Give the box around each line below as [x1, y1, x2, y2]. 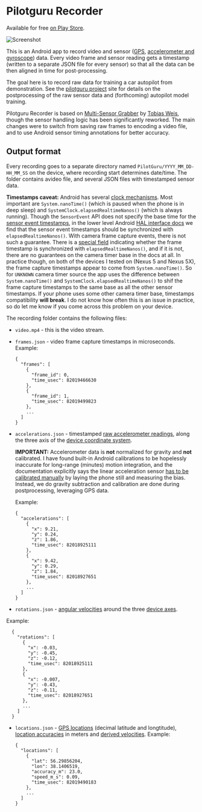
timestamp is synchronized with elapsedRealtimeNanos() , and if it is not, [6, 245, 185, 252]
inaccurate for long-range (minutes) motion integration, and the [14, 461, 173, 468]
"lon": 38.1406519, [31, 763, 80, 769]
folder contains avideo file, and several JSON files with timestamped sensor [6, 175, 195, 183]
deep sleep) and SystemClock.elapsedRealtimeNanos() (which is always [6, 206, 183, 213]
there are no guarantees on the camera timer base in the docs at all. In [6, 251, 181, 258]
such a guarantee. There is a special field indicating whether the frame [6, 238, 182, 245]
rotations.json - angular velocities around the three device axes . [14, 605, 178, 612]
